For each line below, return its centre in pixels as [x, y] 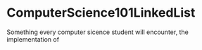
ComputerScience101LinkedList [101, 13]
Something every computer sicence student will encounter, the [98, 32]
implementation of [33, 39]
